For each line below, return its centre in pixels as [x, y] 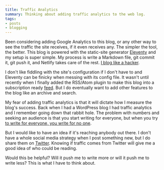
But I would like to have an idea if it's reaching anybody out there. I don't [78, 133]
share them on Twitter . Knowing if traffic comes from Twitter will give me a [80, 143]
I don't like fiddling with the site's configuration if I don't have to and [74, 72]
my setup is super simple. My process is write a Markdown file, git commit [80, 57]
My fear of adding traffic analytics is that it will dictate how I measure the [79, 102]
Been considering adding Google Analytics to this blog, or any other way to [81, 42]
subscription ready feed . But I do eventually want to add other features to [79, 88]
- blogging [16, 28]
